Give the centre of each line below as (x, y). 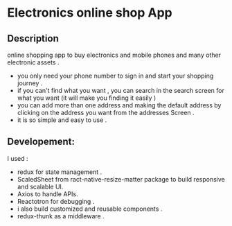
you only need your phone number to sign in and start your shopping (115, 76)
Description (33, 38)
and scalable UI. (40, 186)
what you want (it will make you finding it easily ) (87, 98)
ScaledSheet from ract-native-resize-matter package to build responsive (121, 179)
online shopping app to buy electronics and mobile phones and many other (114, 55)
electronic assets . (33, 62)
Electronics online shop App (90, 13)
